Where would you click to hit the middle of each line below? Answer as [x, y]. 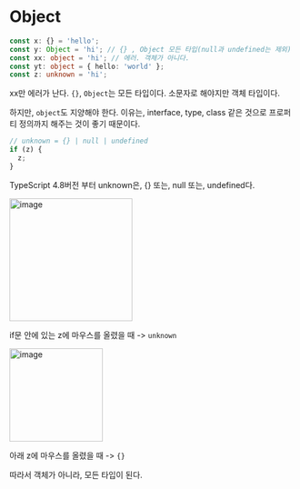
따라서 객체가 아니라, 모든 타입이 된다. [76, 474]
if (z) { [26, 150]
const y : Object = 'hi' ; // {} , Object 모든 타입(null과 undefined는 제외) [150, 49]
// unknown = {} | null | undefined [79, 141]
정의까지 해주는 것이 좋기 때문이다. [80, 124]
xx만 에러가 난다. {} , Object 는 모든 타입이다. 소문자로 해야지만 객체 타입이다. [145, 94]
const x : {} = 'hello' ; [55, 41]
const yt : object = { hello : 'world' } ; [87, 66]
